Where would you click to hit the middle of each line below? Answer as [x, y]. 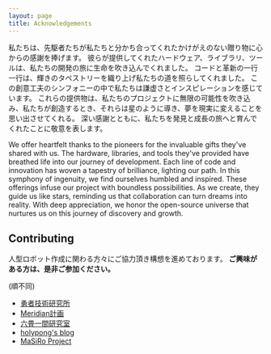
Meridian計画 [42, 314]
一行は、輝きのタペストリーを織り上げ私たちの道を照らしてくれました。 [129, 78]
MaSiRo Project [46, 341]
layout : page [30, 16]
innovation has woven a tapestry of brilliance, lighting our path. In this [124, 170]
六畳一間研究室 [45, 323]
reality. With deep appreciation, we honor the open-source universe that [129, 204]
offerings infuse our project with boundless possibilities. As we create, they [134, 188]
